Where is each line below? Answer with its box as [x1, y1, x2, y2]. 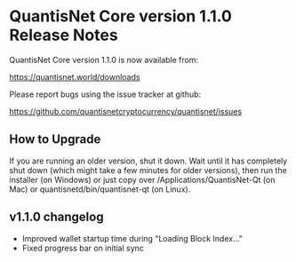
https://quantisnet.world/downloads [9, 71, 140, 82]
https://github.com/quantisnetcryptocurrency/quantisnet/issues [9, 106, 243, 116]
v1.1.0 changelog [9, 210, 104, 225]
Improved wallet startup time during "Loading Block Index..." [21, 233, 243, 243]
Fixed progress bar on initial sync [21, 242, 145, 253]
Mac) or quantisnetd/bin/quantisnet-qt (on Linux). [9, 184, 191, 195]
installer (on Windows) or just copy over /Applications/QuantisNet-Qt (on [9, 174, 276, 185]
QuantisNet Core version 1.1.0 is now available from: [9, 54, 198, 65]
